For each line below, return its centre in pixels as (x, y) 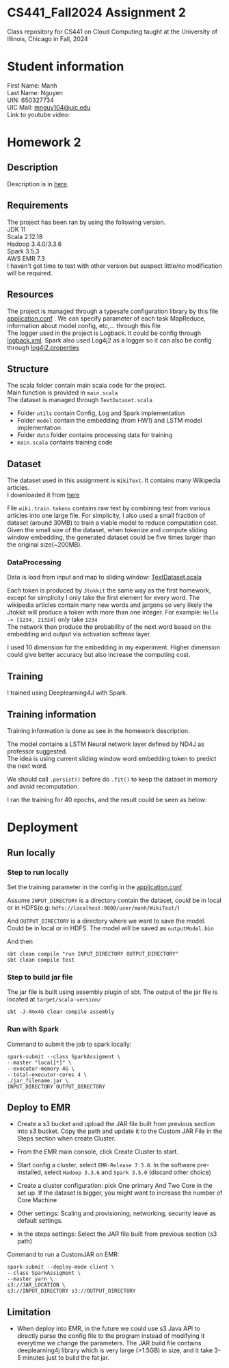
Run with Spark (33, 1029)
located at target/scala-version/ (54, 999)
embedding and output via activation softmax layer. (79, 634)
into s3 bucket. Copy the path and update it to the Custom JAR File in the (120, 1131)
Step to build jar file (40, 977)
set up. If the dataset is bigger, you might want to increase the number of (120, 1193)
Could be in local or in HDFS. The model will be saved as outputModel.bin (110, 928)
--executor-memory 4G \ (41, 1069)
